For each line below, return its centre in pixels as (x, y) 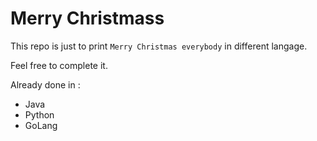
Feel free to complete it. (59, 65)
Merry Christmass (87, 18)
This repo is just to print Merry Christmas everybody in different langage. (159, 46)
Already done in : (45, 84)
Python (39, 114)
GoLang (41, 125)
